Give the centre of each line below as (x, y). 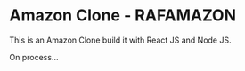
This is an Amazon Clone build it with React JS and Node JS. (120, 40)
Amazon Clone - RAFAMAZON (123, 16)
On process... (34, 57)
